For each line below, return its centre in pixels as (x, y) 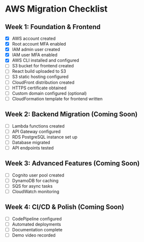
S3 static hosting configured (40, 77)
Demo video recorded (34, 235)
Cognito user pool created (38, 175)
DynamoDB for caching (35, 180)
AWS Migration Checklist (56, 9)
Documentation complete (37, 229)
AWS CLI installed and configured (45, 60)
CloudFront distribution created (43, 82)
